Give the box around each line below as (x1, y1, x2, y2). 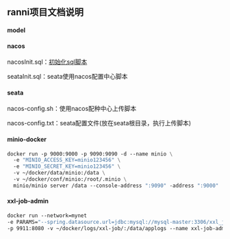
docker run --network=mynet (7, 212, 88, 219)
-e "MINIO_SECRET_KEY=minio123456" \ (13, 163, 121, 170)
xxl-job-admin (7, 197, 49, 205)
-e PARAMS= (7, 218, 38, 225)
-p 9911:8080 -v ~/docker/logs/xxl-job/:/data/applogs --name (7, 225, 188, 231)
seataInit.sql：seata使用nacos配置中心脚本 (7, 73, 128, 81)
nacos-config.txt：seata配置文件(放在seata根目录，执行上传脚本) (7, 119, 192, 127)
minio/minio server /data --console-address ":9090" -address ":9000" (13, 182, 219, 189)
